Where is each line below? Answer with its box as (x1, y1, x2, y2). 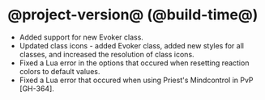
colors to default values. (19, 66, 100, 76)
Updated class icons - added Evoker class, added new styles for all (19, 40, 245, 50)
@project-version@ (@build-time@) (7, 6, 259, 24)
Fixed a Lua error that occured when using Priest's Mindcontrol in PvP (19, 75, 254, 85)
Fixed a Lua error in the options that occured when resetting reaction (19, 58, 250, 68)
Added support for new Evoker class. (19, 32, 143, 42)
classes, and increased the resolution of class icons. (19, 49, 195, 59)
